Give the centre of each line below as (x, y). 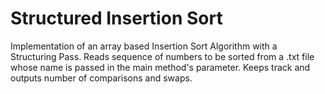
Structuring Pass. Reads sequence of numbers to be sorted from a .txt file (162, 56)
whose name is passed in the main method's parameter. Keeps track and (160, 67)
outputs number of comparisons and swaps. (101, 78)
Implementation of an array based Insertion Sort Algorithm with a (144, 46)
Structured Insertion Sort (116, 18)
